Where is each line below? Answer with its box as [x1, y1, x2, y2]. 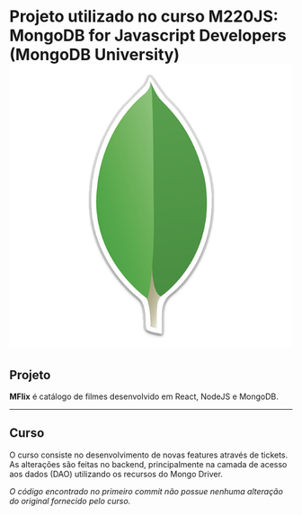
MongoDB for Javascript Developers [9, 25, 287, 46]
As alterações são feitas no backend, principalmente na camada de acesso [9, 458, 288, 469]
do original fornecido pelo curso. [9, 495, 131, 506]
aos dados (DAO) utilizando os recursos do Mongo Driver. [9, 468, 223, 479]
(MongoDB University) [9, 45, 180, 65]
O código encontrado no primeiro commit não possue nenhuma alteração [9, 485, 283, 496]
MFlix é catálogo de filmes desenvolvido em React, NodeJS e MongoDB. [9, 391, 279, 402]
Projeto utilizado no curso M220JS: [9, 6, 279, 27]
